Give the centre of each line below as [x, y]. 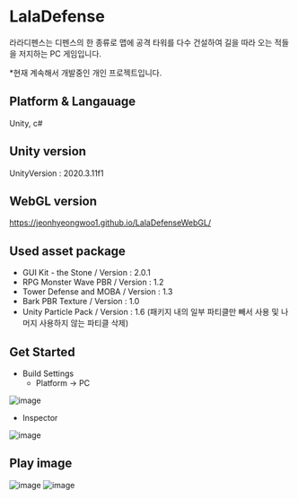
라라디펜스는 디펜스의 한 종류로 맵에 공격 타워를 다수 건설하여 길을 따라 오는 [141, 42]
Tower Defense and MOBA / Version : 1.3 [97, 292]
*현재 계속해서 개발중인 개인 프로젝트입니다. [86, 73]
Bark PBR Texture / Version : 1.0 [81, 302]
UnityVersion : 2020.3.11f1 [57, 173]
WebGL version [53, 201]
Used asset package [67, 251]
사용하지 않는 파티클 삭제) [84, 323]
